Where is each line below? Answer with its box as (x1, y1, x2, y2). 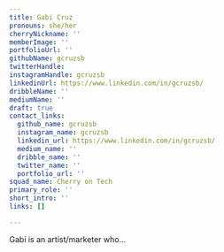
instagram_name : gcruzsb (17, 128, 109, 137)
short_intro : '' (9, 194, 69, 203)
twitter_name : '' (17, 161, 81, 170)
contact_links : (9, 111, 66, 120)
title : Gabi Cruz (9, 12, 73, 22)
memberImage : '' (9, 37, 69, 47)
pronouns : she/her (9, 21, 77, 30)
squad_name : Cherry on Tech (9, 178, 113, 187)
